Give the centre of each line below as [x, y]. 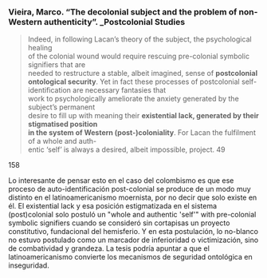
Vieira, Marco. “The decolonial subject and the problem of [123, 12]
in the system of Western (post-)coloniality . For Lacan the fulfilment [142, 133]
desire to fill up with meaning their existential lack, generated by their [143, 116]
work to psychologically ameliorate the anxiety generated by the [133, 99]
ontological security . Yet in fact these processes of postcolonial [134, 81]
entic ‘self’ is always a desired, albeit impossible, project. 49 [126, 149]
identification [49, 90]
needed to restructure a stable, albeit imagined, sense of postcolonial [142, 73]
